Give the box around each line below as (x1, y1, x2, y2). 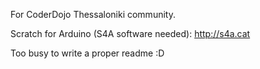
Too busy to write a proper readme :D (10, 47, 165, 59)
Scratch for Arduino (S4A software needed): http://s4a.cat (10, 28, 251, 39)
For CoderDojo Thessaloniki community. (10, 9, 176, 20)
